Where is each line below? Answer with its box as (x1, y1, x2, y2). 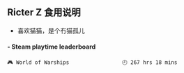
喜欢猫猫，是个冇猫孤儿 (17, 26, 85, 35)
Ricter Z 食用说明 (7, 6, 82, 19)
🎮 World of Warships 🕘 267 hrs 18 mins (7, 59, 178, 66)
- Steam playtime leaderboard (7, 42, 96, 51)
